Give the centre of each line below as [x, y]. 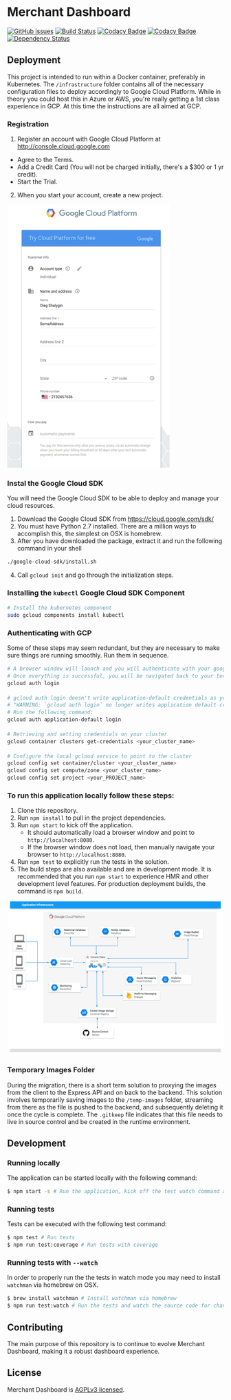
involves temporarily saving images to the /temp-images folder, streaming [110, 1100]
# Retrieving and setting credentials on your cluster [87, 734]
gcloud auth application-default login [64, 720]
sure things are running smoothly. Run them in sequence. [88, 655]
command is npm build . [50, 891]
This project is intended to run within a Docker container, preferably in [106, 77]
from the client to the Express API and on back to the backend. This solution [115, 1092]
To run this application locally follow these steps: [91, 796]
